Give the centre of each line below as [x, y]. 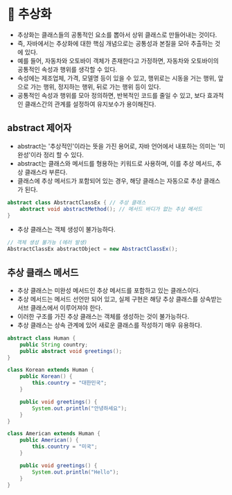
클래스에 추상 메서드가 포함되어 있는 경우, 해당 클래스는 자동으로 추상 [109, 180]
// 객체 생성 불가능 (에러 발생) [47, 243]
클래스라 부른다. [46, 172]
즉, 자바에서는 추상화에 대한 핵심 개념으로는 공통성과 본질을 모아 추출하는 [115, 43]
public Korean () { [46, 376]
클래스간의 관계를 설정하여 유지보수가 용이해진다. [90, 104]
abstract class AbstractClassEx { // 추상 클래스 [77, 202]
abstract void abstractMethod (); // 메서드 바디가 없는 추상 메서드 [111, 209]
